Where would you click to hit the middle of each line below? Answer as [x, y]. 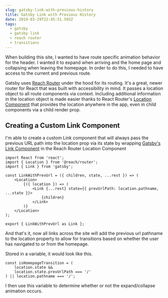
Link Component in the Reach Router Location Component [66, 148]
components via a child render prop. [43, 109]
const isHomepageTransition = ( [39, 263]
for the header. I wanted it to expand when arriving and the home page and [83, 62]
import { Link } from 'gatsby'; [39, 166]
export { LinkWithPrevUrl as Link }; [45, 224]
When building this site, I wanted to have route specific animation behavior [83, 57]
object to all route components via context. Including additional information [83, 93]
